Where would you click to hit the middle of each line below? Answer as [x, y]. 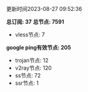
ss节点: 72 [28, 75]
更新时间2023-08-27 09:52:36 [44, 9]
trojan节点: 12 [32, 60]
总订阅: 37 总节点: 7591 [35, 22]
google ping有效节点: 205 [39, 48]
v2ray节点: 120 [33, 68]
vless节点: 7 [30, 34]
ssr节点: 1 [27, 83]
